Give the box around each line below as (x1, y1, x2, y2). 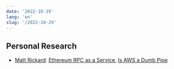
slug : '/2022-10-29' (6, 19, 57, 25)
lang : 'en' (6, 14, 33, 20)
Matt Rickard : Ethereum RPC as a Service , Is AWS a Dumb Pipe (14, 57, 168, 64)
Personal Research (6, 41, 77, 51)
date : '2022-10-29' (6, 8, 54, 15)
